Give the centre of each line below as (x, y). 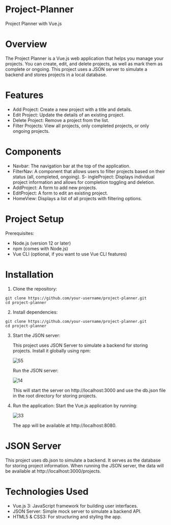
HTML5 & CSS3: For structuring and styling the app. (67, 516)
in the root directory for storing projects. (55, 396)
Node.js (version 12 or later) (42, 243)
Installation (30, 275)
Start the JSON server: (36, 335)
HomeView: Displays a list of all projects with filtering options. (77, 198)
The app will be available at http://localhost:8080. (65, 425)
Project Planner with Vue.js (34, 23)
